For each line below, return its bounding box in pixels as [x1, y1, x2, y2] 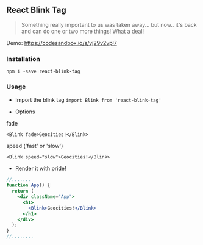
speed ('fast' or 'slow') [6, 143, 63, 150]
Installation [6, 54, 41, 63]
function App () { [6, 182, 51, 188]
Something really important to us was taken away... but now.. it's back [21, 21, 197, 28]
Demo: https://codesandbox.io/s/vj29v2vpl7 [6, 39, 117, 46]
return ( [12, 188, 34, 194]
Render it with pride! [15, 165, 66, 172]
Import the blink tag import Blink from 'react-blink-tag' [15, 96, 162, 104]
